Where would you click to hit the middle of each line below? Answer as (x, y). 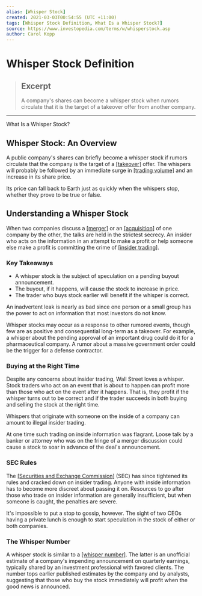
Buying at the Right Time (43, 366)
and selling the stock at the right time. (53, 405)
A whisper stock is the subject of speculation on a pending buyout (97, 276)
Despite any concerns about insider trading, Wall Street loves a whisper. (95, 379)
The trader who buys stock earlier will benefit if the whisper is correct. (102, 295)
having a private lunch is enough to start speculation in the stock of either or (101, 519)
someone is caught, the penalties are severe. (62, 501)
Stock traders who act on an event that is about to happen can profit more (98, 386)
